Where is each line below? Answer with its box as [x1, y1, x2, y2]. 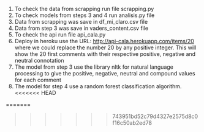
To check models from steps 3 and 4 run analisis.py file [14, 12, 155, 19]
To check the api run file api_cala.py [14, 31, 106, 38]
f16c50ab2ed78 [112, 119, 153, 127]
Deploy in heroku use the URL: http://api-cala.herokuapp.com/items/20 [14, 38, 194, 44]
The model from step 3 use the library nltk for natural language [14, 63, 174, 71]
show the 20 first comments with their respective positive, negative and [14, 50, 196, 57]
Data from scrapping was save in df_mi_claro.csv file [14, 18, 148, 25]
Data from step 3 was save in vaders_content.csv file [14, 24, 149, 32]
